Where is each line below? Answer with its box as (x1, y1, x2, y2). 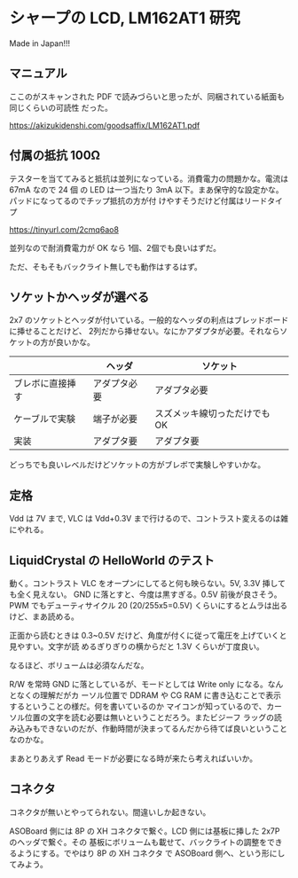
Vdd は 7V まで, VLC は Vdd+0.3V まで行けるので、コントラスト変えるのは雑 (9, 513, 289, 524)
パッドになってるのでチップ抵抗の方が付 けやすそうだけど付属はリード (9, 195, 268, 206)
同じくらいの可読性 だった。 (9, 102, 113, 113)
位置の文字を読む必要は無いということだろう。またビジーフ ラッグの (24, 712, 275, 723)
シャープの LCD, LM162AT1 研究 (9, 8, 241, 28)
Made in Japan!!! (9, 37, 71, 49)
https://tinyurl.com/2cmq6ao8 (9, 223, 120, 235)
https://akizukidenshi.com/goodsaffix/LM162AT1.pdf (9, 120, 200, 130)
